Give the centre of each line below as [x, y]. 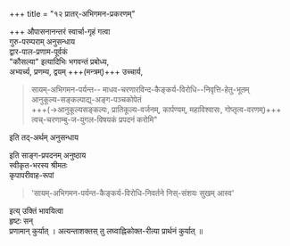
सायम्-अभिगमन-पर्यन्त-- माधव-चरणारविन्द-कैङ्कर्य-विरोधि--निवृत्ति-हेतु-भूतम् [140, 90]
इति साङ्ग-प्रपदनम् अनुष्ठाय [48, 155]
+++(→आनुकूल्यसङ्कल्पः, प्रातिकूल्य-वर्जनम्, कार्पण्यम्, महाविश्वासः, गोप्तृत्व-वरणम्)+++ [156, 110]
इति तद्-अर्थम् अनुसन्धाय [44, 137]
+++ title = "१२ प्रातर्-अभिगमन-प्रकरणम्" [72, 14]
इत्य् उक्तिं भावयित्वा [37, 211]
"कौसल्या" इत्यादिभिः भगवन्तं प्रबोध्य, [59, 61]
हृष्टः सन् [21, 221]
